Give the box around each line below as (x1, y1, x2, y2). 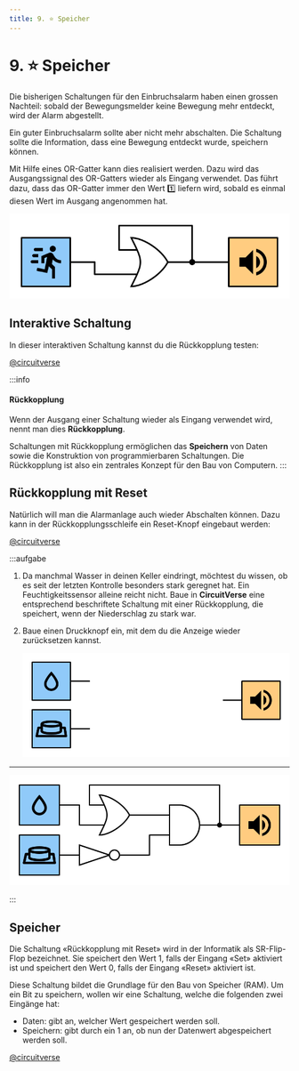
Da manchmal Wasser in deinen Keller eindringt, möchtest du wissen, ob (21, 570, 288, 581)
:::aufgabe (9, 552, 47, 564)
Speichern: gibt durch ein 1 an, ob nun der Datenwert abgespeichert (21, 1026, 271, 1036)
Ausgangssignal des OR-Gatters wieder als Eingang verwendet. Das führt (9, 173, 279, 183)
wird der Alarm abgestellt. (9, 109, 104, 120)
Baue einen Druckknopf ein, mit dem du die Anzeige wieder (21, 625, 241, 636)
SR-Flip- (255, 944, 287, 954)
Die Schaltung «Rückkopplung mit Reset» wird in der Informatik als (9, 944, 254, 954)
